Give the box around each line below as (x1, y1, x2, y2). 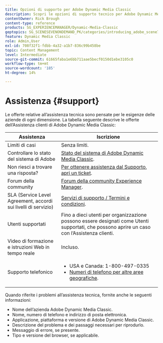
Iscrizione (97, 133, 120, 140)
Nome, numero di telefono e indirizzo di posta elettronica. (12, 311, 128, 317)
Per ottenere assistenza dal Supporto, (61, 163, 147, 170)
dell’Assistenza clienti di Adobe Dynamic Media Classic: (5, 122, 116, 128)
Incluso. (61, 243, 79, 250)
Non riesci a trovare (7, 163, 52, 170)
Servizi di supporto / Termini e (61, 194, 130, 201)
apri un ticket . (61, 170, 92, 176)
